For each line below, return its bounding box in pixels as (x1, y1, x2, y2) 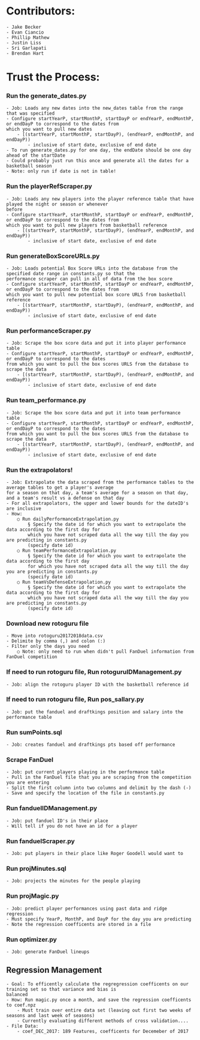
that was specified (6, 110, 55, 116)
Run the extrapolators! (6, 465, 73, 474)
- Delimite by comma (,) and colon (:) (6, 638, 106, 644)
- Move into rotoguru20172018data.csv (6, 633, 103, 639)
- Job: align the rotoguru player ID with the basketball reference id (6, 682, 189, 688)
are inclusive (6, 506, 42, 512)
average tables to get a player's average (6, 485, 114, 491)
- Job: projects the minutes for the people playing (6, 878, 141, 884)
